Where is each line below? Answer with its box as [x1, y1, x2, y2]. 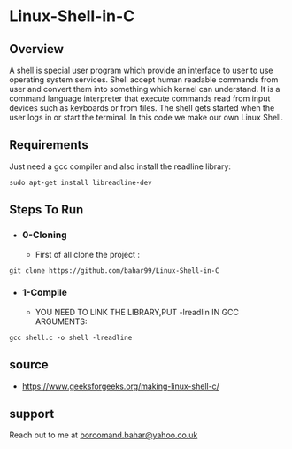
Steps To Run [9, 202, 84, 218]
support [9, 406, 55, 422]
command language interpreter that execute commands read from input [9, 93, 271, 104]
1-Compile [21, 286, 68, 298]
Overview [9, 42, 65, 57]
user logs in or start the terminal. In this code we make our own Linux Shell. [9, 112, 283, 122]
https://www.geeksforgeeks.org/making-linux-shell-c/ [21, 381, 219, 391]
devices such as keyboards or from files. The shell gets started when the [9, 103, 275, 112]
